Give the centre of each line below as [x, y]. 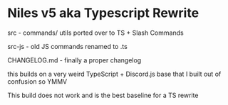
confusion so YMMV [37, 81]
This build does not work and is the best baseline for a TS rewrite [103, 95]
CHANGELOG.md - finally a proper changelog [74, 60]
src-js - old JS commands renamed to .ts [68, 46]
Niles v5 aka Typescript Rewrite [103, 13]
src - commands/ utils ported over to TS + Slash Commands [95, 33]
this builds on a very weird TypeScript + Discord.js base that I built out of [114, 74]
